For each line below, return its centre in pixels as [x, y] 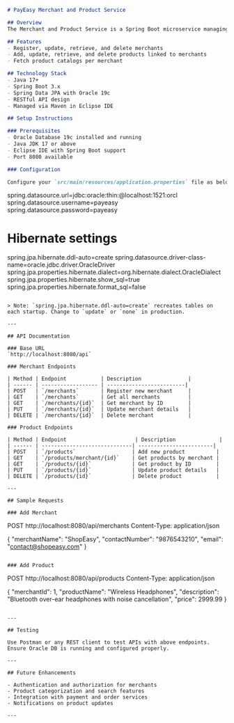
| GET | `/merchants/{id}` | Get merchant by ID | [99, 404]
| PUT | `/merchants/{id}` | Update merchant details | [99, 410]
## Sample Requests [36, 501]
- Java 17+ [23, 80]
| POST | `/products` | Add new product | [113, 452]
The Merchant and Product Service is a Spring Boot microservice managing [118, 29]
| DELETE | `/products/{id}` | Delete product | [113, 477]
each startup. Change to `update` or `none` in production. [96, 312]
